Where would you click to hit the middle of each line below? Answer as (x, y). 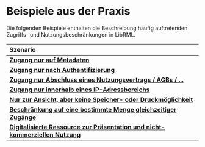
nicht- (156, 127)
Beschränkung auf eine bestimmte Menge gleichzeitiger (93, 109)
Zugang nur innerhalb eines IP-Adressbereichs (80, 90)
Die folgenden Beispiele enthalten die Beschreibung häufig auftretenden (97, 28)
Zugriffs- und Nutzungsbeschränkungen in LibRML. (71, 34)
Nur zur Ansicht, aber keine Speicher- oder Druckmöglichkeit (101, 99)
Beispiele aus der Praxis (68, 11)
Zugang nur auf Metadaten (49, 60)
